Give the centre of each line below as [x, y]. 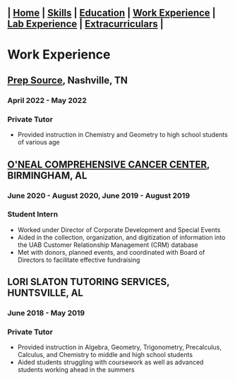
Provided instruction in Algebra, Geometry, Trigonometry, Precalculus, [120, 347]
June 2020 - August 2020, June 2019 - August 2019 [99, 195]
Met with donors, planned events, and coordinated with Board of [111, 252]
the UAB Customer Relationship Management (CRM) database [108, 245]
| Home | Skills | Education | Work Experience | [112, 13]
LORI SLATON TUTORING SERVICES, [89, 282]
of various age [38, 143]
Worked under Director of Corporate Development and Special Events [119, 229]
